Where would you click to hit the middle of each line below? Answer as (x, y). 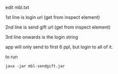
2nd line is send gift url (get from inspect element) (58, 27)
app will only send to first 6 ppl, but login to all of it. (59, 47)
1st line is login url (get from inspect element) (53, 17)
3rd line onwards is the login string (42, 37)
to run (11, 57)
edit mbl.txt (17, 7)
